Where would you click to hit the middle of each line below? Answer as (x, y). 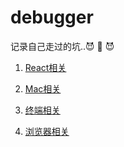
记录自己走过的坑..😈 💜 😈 (62, 46)
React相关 (45, 67)
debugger (52, 17)
